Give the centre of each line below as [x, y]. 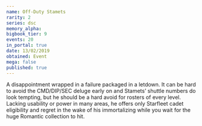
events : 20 [20, 40]
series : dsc [21, 23]
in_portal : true [27, 46]
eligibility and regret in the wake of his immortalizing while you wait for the [99, 110]
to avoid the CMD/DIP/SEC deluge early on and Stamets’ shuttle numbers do [101, 91]
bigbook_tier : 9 [27, 34]
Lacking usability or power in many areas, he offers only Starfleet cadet [95, 104]
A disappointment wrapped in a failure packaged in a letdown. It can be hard [101, 85]
